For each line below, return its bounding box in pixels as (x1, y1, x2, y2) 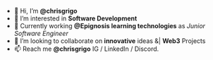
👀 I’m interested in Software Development (13, 14, 138, 23)
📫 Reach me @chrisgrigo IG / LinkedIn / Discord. (13, 44, 159, 53)
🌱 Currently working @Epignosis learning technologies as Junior (13, 22, 206, 30)
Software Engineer (13, 29, 68, 37)
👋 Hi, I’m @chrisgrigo (13, 7, 78, 15)
